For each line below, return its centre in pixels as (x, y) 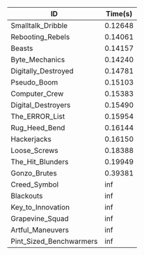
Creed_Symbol (35, 184)
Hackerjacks (31, 139)
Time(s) (119, 14)
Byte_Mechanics (38, 60)
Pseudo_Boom (34, 82)
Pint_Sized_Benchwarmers (54, 241)
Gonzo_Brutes (34, 173)
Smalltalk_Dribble (39, 25)
